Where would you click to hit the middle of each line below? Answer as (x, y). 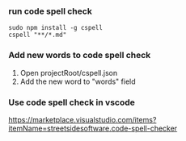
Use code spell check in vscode (72, 102)
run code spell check (51, 11)
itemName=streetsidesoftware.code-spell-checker (93, 128)
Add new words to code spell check (80, 56)
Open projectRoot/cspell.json (69, 73)
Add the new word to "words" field (78, 81)
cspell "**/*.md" (38, 35)
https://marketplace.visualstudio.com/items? (82, 119)
